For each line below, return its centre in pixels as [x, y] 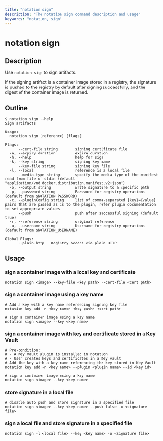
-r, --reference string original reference [62, 222]
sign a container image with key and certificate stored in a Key [81, 334]
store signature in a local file [39, 393]
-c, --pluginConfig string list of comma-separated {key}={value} [83, 200]
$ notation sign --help [29, 119]
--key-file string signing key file [64, 166]
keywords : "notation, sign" [34, 19]
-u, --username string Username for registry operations [77, 226]
